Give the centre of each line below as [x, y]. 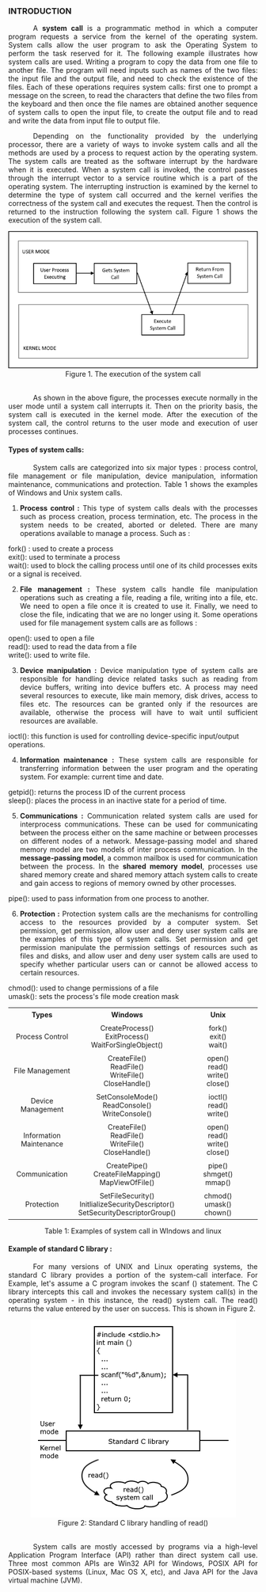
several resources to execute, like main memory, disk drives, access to [139, 695]
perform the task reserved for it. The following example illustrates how [133, 54]
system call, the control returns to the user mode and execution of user [133, 423]
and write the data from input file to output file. [84, 121]
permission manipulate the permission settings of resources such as [139, 947]
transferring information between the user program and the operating [139, 768]
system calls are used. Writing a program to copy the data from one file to [133, 62]
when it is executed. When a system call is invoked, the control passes [133, 170]
